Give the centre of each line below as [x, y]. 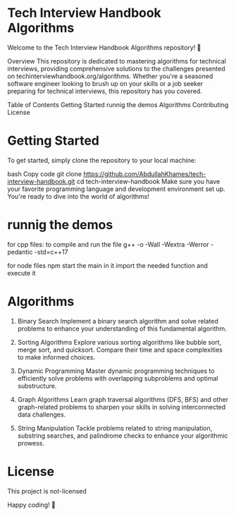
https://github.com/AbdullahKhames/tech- [145, 173]
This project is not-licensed [47, 491]
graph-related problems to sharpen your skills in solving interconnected [122, 407]
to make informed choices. [56, 357]
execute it [22, 273]
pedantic [20, 252]
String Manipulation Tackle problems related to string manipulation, [115, 428]
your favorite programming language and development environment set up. [116, 189]
